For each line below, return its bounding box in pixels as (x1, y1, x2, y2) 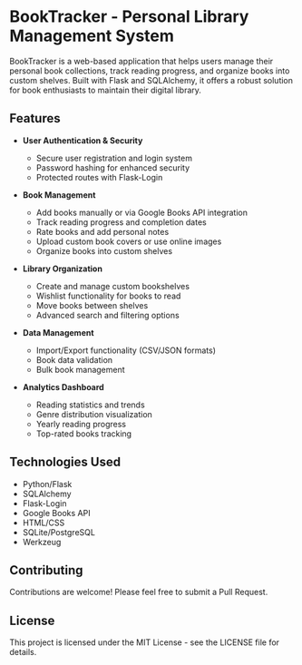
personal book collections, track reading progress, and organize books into (9, 65, 290, 76)
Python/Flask (22, 478, 73, 489)
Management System (9, 25, 175, 46)
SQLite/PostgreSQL (22, 526, 95, 537)
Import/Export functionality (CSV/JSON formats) (35, 345, 216, 356)
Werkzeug (22, 536, 62, 547)
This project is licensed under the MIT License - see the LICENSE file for (9, 637, 279, 648)
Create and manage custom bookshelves (35, 280, 190, 291)
